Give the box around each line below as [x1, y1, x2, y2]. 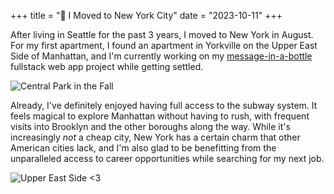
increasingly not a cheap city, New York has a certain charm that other [10, 131, 301, 143]
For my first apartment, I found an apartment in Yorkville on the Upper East [10, 40, 318, 51]
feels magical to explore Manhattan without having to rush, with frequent [10, 110, 310, 122]
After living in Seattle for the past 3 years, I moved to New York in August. [10, 29, 314, 40]
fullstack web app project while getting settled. [10, 61, 204, 72]
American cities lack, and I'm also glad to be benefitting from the [10, 142, 277, 154]
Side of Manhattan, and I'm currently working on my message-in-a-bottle [10, 50, 313, 62]
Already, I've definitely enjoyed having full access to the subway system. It [10, 100, 318, 111]
